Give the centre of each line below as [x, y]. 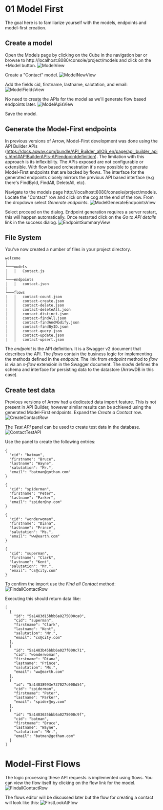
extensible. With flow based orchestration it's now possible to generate [76, 167]
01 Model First [34, 9]
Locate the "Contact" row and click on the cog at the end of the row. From [79, 197]
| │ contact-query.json [34, 331]
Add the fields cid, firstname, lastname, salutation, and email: [66, 84]
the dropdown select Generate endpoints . [47, 202]
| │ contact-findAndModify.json [42, 323]
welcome [13, 258]
